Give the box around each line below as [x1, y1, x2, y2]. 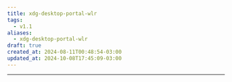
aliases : [7, 29, 32, 37]
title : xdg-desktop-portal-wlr [7, 10, 97, 17]
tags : [7, 17, 23, 23]
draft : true [7, 42, 41, 49]
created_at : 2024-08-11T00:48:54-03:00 [7, 49, 122, 56]
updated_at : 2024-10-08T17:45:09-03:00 [7, 55, 122, 62]
